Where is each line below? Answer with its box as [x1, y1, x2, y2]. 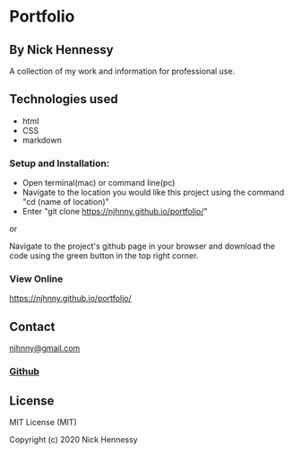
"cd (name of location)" [22, 196, 109, 207]
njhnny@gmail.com [9, 343, 81, 354]
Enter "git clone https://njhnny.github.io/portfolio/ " [22, 206, 208, 217]
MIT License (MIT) [9, 416, 78, 427]
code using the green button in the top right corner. [9, 250, 199, 261]
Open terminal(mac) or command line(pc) [22, 178, 176, 188]
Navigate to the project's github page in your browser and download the [9, 240, 276, 252]
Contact [9, 319, 56, 334]
